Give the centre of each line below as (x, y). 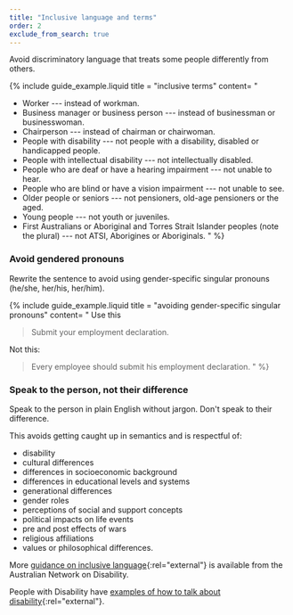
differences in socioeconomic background (100, 471)
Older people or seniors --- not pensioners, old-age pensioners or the (150, 198)
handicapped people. (61, 151)
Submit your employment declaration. (100, 332)
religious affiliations (58, 538)
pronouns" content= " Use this (65, 315)
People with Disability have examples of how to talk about (115, 591)
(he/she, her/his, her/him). (57, 288)
